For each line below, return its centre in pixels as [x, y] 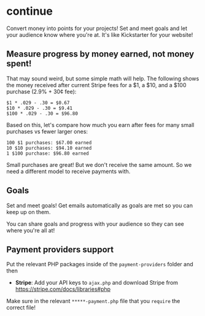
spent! [19, 64]
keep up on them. [29, 212]
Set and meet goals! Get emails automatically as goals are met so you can [100, 205]
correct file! [21, 307]
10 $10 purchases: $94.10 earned [49, 148]
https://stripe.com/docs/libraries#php [63, 289]
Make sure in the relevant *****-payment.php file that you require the [93, 301]
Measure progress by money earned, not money [100, 54]
